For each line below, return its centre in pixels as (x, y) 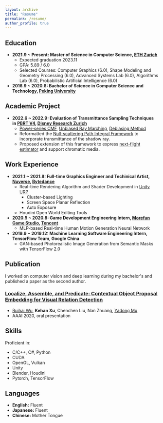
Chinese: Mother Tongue (37, 416)
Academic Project (33, 106)
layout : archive (21, 10)
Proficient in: (18, 342)
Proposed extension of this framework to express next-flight (80, 144)
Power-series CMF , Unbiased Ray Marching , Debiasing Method (82, 128)
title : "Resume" (21, 14)
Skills (13, 331)
